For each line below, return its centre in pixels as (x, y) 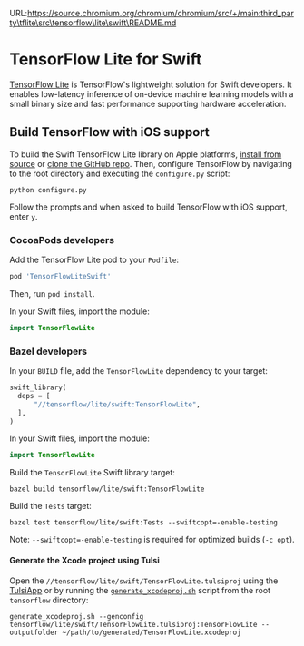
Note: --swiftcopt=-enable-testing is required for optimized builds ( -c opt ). (152, 540)
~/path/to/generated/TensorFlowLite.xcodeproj (152, 632)
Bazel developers (49, 351)
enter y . (24, 216)
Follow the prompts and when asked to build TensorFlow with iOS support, (148, 207)
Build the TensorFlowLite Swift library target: (92, 473)
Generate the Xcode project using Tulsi (85, 560)
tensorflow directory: (49, 600)
